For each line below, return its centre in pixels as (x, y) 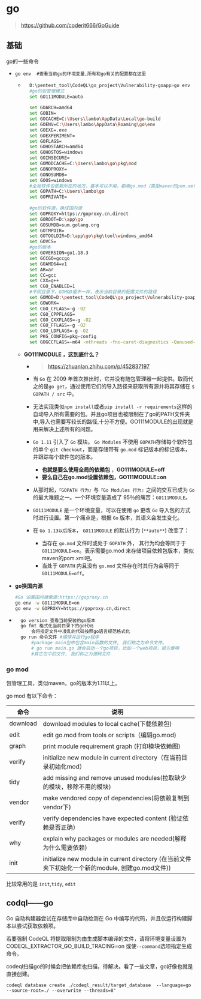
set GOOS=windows (51, 180)
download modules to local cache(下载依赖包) (107, 723)
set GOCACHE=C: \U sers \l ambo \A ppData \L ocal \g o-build (95, 119)
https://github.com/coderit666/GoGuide (70, 25)
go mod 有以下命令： (32, 696)
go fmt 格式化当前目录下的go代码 (57, 626)
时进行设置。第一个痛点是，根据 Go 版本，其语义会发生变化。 (108, 518)
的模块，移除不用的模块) (77, 786)
